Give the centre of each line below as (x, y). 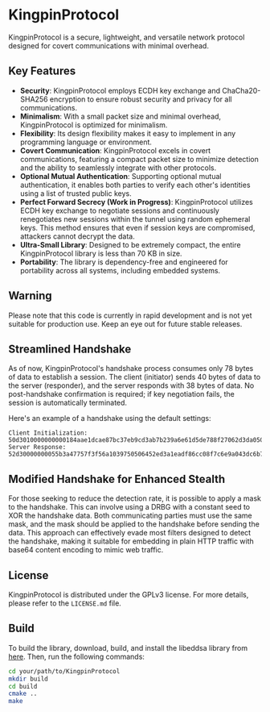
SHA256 (34, 99)
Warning (30, 296)
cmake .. (23, 694)
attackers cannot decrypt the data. (77, 236)
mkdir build (28, 679)
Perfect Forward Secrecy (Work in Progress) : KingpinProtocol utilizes (136, 202)
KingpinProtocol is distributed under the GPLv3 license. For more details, (129, 595)
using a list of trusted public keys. (76, 193)
